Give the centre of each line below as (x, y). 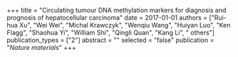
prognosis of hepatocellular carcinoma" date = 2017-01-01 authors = (107, 18)
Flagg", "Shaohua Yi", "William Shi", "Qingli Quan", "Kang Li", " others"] (111, 32)
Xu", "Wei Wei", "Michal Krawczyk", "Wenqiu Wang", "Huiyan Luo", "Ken (125, 25)
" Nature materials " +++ (41, 47)
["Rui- (218, 18)
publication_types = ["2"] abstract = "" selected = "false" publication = (110, 40)
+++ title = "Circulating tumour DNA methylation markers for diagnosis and (117, 10)
